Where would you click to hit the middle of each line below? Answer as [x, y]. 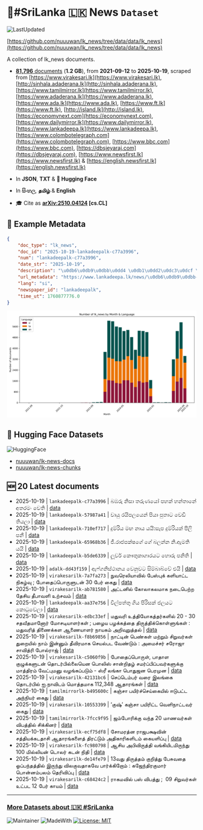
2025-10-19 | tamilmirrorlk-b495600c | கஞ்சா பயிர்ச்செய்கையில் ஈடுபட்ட [101, 691]
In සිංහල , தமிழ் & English [45, 190]
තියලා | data [30, 521]
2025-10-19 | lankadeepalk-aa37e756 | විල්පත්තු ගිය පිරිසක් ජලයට [94, 602]
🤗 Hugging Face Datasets [55, 435]
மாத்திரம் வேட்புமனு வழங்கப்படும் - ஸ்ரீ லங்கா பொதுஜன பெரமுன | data [99, 670]
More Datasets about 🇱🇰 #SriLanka [60, 807]
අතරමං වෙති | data [38, 508]
